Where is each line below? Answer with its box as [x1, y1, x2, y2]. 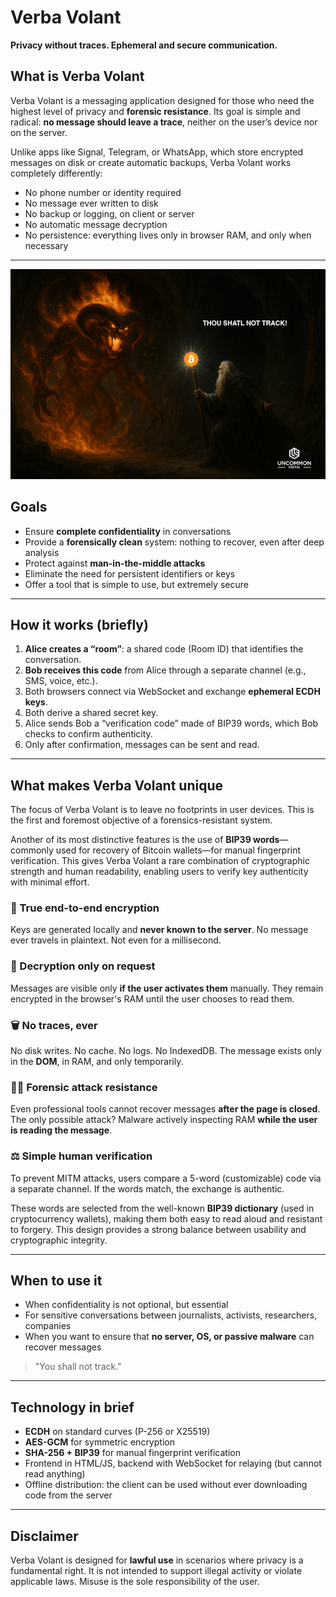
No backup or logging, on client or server [24, 207, 195, 220]
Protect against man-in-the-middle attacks [24, 557, 206, 569]
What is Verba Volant [10, 68, 145, 85]
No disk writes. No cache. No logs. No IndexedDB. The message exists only [10, 1045, 322, 1057]
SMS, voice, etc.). [24, 675, 98, 687]
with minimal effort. [10, 876, 90, 888]
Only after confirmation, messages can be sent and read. [24, 739, 260, 751]
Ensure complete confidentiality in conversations [24, 525, 232, 537]
